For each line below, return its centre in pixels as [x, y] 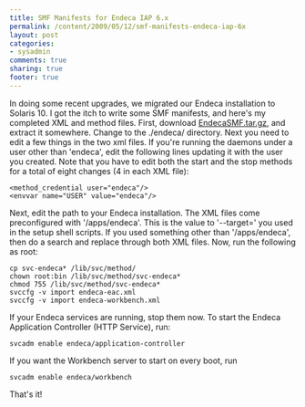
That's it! [26, 394]
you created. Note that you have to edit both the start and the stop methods [151, 162]
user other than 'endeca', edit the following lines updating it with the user [147, 151]
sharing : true [36, 69]
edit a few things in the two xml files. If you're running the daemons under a [151, 141]
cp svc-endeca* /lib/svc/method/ [73, 268]
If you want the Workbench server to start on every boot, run [123, 360]
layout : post [34, 35]
